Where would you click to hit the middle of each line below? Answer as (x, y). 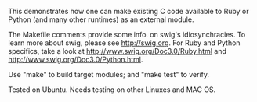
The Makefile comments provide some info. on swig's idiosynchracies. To (127, 35)
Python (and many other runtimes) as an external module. (101, 19)
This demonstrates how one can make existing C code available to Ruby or (128, 11)
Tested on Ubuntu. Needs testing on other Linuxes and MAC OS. (112, 90)
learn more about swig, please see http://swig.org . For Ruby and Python (124, 43)
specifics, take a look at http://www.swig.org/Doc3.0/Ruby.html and (118, 51)
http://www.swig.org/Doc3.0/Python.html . (76, 59)
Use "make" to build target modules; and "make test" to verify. (109, 74)
